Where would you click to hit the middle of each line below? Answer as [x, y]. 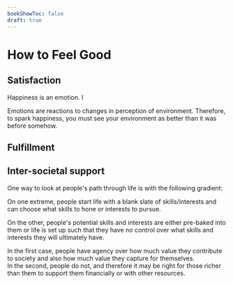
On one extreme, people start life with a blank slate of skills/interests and [112, 201]
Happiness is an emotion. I [45, 97]
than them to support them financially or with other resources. [96, 273]
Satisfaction [34, 81]
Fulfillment [31, 147]
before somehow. [32, 126]
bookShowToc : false [36, 14]
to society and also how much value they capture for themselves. [101, 258]
